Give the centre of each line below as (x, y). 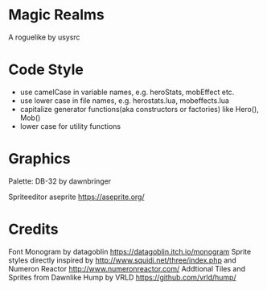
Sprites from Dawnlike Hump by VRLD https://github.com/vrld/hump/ (122, 277)
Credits (33, 229)
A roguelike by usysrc (44, 37)
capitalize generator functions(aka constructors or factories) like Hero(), (140, 109)
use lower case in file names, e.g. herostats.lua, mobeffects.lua (124, 100)
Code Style (46, 70)
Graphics (39, 159)
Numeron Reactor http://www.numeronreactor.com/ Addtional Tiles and (127, 268)
